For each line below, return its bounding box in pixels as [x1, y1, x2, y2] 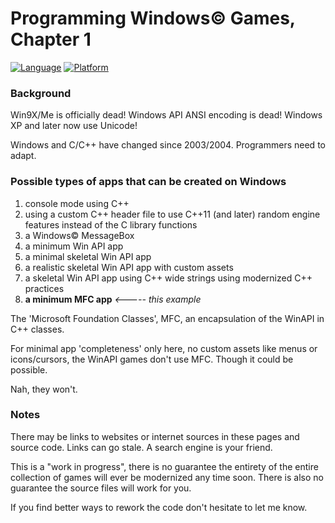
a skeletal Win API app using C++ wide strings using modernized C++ [24, 272, 313, 284]
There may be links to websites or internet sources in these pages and [10, 430, 300, 442]
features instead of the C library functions [24, 218, 198, 231]
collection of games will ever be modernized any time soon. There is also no [10, 471, 324, 483]
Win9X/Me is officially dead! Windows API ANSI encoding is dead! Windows [10, 109, 323, 121]
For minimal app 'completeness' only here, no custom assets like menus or [10, 342, 318, 354]
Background [10, 86, 72, 100]
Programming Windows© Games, [10, 7, 296, 30]
